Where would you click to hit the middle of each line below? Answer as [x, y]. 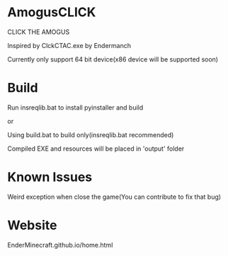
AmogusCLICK [52, 12]
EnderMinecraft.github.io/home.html [60, 245]
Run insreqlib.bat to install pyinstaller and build [75, 107]
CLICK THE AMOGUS [39, 32]
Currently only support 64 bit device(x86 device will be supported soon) [113, 59]
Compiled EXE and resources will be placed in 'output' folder [96, 149]
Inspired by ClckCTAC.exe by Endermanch [69, 45]
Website [32, 225]
